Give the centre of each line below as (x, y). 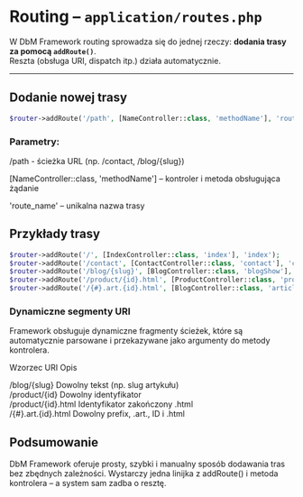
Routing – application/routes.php (136, 17)
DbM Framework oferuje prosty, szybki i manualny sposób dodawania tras (147, 464)
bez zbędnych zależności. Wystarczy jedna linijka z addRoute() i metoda (144, 474)
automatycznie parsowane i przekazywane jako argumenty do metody (140, 341)
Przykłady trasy (55, 234)
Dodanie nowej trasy (69, 98)
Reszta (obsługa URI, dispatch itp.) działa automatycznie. (115, 60)
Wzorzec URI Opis (43, 368)
